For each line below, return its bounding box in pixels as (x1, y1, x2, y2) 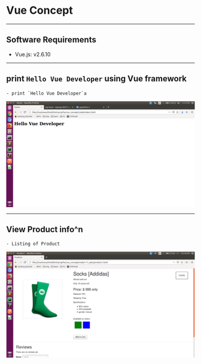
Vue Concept (6, 4, 74, 17)
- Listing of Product (6, 241, 60, 247)
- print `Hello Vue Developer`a (6, 90, 87, 96)
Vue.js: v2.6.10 (14, 50, 51, 57)
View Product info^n (6, 224, 84, 234)
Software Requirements (6, 35, 97, 45)
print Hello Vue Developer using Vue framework (6, 74, 187, 84)
